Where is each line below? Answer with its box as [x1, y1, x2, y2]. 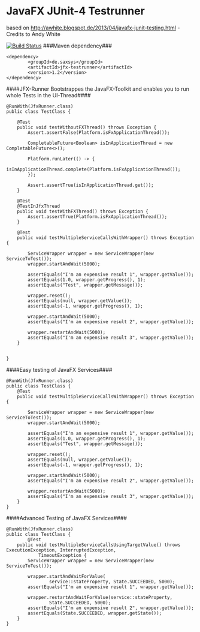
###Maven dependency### [43, 42, 113, 49]
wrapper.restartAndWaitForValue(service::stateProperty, [28, 594, 172, 600]
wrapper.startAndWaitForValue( [28, 573, 106, 579]
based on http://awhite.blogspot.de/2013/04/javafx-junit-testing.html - [6, 24, 180, 31]
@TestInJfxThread [17, 203, 60, 209]
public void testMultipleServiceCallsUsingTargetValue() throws [17, 542, 181, 548]
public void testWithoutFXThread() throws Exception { [17, 124, 157, 130]
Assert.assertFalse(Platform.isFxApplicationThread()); [28, 129, 170, 136]
